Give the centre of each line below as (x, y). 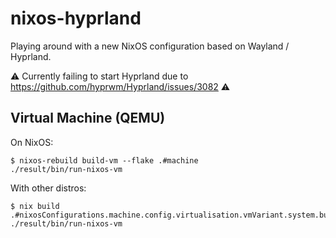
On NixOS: (32, 142)
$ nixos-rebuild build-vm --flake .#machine (104, 160)
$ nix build (35, 206)
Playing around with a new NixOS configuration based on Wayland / (150, 46)
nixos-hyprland (76, 18)
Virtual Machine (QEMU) (88, 118)
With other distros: (48, 188)
